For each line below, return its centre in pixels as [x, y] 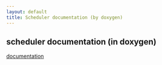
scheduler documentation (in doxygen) [81, 42]
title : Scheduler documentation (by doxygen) [64, 17]
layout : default [27, 12]
